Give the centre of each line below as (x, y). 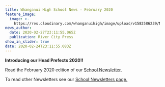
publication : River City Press (41, 37)
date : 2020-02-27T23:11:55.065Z (43, 32)
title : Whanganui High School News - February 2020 (59, 10)
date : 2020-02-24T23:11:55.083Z (38, 46)
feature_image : (21, 14)
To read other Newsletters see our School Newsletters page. (66, 79)
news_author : (18, 28)
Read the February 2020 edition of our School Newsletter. (64, 70)
